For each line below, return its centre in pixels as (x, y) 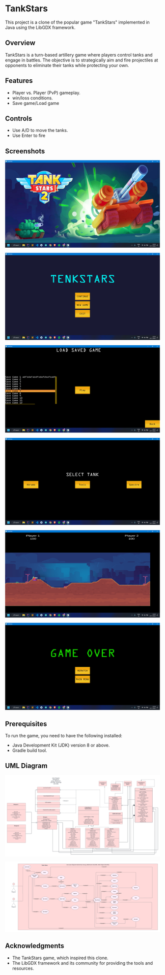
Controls (19, 118)
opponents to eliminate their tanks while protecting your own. (67, 65)
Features (19, 81)
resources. (23, 968)
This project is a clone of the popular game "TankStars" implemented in (77, 22)
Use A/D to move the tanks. (40, 130)
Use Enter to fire (29, 135)
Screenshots (25, 151)
